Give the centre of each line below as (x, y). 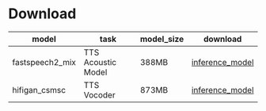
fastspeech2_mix (44, 62)
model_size (162, 39)
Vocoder (100, 94)
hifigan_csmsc (39, 90)
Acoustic (100, 62)
